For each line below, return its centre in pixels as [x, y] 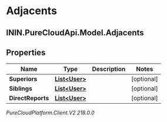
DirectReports [29, 98]
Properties [26, 52]
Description [109, 69]
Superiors [23, 79]
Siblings [21, 88]
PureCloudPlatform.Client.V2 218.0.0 [51, 113]
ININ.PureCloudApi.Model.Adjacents [75, 33]
